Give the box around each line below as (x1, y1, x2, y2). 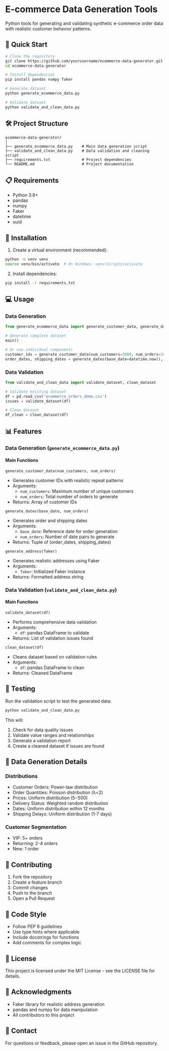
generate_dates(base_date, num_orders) (5, 508, 89, 514)
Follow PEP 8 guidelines (12, 924, 62, 930)
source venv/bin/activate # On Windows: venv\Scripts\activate (5, 261, 143, 267)
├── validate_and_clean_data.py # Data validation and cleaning (5, 148, 150, 154)
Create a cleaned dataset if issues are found (12, 742, 105, 749)
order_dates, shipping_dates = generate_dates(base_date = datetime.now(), (5, 357, 163, 362)
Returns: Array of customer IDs (12, 499, 77, 505)
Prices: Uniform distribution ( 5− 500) (12, 795, 88, 801)
